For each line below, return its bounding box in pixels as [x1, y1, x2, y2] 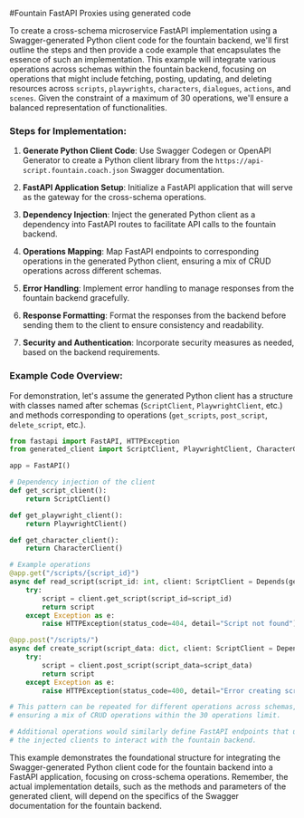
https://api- [215, 157, 264, 166]
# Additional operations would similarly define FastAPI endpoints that [9, 727, 290, 736]
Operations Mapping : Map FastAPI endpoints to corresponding [22, 246, 260, 257]
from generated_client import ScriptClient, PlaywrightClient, [9, 445, 253, 454]
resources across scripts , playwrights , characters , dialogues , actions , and [9, 83, 291, 93]
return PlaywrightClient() [25, 519, 128, 528]
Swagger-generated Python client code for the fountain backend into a [9, 761, 273, 773]
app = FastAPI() [9, 461, 71, 470]
